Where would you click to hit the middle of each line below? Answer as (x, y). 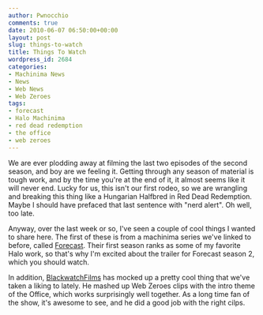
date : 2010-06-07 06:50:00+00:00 (63, 30)
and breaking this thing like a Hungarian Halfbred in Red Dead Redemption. (130, 196)
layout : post (30, 37)
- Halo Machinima (37, 118)
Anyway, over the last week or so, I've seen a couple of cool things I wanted (132, 228)
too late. (22, 213)
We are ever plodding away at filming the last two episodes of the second (128, 163)
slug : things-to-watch (45, 45)
